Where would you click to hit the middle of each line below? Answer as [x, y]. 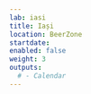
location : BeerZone [46, 34]
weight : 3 [28, 59]
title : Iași [32, 26]
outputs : [26, 68]
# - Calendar [42, 76]
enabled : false [38, 51]
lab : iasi [28, 17]
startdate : [30, 43]
